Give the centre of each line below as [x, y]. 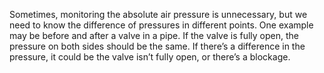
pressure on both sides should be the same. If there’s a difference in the [157, 46]
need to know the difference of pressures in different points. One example [161, 25]
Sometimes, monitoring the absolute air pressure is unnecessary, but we [158, 14]
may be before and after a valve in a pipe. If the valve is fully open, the [154, 35]
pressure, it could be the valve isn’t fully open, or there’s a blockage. [150, 57]
